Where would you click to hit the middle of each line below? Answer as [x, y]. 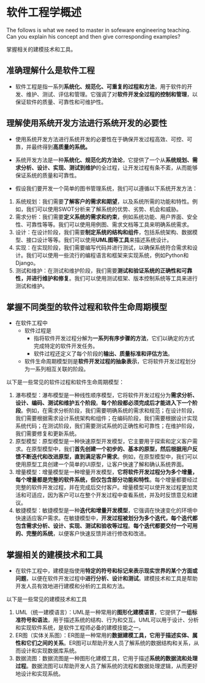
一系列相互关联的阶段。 [59, 369]
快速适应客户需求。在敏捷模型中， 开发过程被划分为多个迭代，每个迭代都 [106, 518]
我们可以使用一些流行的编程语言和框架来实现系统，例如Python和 [107, 255]
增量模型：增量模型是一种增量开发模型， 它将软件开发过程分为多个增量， [106, 472]
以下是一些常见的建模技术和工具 [47, 599]
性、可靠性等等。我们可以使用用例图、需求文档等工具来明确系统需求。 [104, 224]
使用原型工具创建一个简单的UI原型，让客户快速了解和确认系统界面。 [101, 464]
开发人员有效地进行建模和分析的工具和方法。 [72, 586]
